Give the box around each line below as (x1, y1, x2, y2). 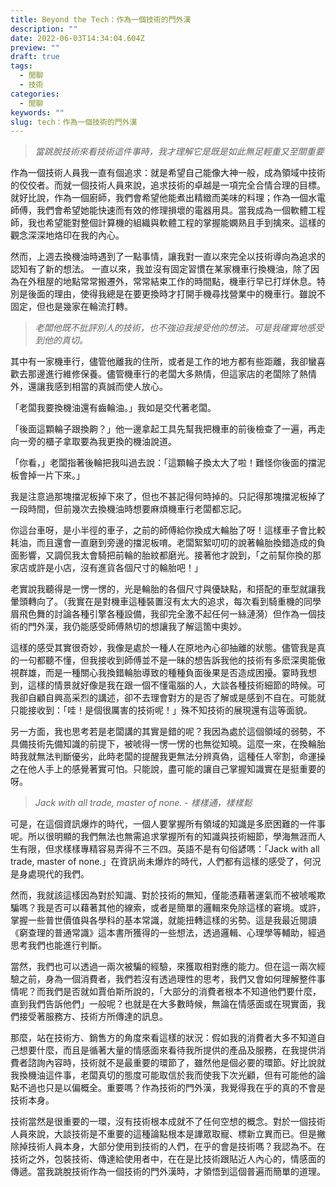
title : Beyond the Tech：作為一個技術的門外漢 (10, 14, 192, 25)
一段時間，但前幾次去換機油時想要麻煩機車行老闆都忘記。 (10, 503, 247, 515)
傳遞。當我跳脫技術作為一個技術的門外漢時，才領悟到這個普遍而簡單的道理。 (10, 1166, 326, 1178)
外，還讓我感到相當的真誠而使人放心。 (10, 381, 168, 393)
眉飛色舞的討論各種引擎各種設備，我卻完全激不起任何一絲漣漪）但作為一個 (10, 608, 317, 620)
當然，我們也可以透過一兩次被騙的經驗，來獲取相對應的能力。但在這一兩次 (10, 961, 317, 973)
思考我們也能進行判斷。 (10, 939, 107, 951)
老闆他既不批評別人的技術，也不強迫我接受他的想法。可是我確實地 (34, 322, 307, 334)
